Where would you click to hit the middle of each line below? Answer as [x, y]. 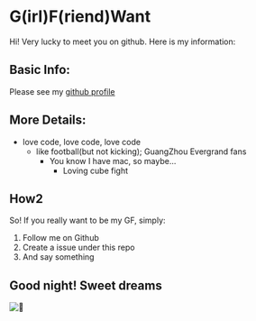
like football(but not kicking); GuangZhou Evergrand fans [141, 151]
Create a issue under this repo [78, 248]
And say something [58, 257]
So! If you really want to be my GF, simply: [87, 220]
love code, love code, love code [82, 142]
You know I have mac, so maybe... [113, 160]
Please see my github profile [62, 91]
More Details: [48, 120]
